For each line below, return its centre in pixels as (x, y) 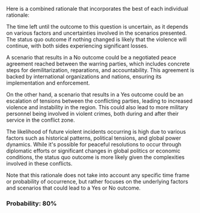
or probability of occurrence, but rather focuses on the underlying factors (97, 181)
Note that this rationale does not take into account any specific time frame (98, 175)
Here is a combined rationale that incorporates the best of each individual (97, 9)
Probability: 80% (32, 203)
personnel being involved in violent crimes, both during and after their (92, 114)
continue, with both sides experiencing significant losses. (77, 46)
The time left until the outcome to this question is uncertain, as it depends (97, 27)
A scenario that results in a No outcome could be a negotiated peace (91, 57)
